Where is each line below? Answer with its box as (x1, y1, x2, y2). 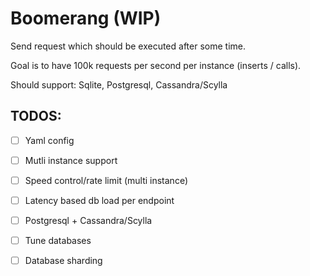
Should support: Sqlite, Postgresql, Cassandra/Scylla (10, 78, 228, 91)
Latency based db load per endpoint (24, 194, 175, 206)
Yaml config (24, 134, 75, 146)
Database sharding (24, 255, 103, 267)
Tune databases (24, 235, 92, 247)
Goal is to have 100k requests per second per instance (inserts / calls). (10, 59, 302, 71)
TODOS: (10, 108, 62, 125)
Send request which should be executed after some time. (10, 40, 246, 52)
